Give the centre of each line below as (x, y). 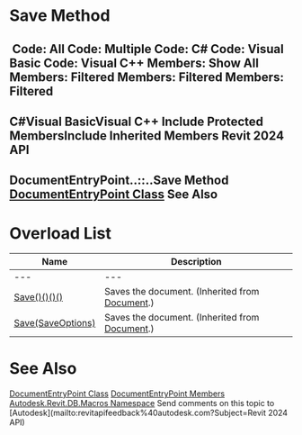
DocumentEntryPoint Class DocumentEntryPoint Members (117, 394)
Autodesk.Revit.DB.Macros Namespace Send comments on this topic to (142, 403)
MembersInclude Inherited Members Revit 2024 (147, 136)
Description (196, 262)
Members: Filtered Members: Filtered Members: (147, 77)
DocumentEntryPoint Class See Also (114, 195)
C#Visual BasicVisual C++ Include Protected (136, 121)
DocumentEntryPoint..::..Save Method (119, 181)
